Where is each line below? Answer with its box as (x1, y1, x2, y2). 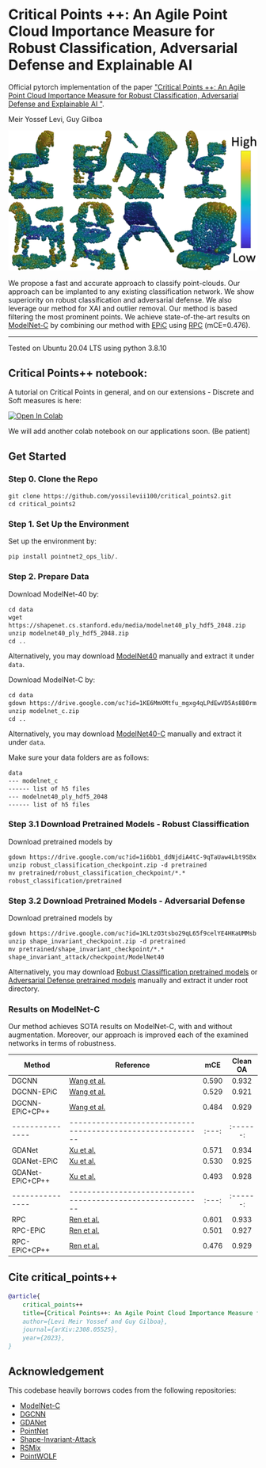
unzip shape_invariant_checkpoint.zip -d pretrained (8, 937, 186, 946)
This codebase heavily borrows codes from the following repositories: (8, 1385, 237, 1395)
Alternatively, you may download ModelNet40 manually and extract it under (8, 651, 255, 661)
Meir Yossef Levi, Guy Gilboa (8, 114, 103, 124)
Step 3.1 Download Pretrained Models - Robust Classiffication (8, 818, 249, 829)
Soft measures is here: (8, 396, 82, 406)
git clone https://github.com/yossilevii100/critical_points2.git (8, 492, 232, 500)
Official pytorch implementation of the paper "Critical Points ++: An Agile (8, 82, 245, 92)
